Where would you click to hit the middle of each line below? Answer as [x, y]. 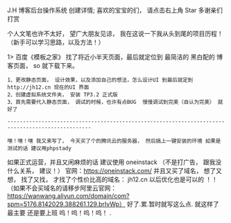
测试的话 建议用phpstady [39, 148]
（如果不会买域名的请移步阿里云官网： [62, 188]
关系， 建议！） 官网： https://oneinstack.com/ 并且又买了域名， [111, 171]
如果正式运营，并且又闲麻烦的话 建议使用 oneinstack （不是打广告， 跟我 [111, 162]
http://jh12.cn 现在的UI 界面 [48, 87]
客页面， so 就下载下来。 [43, 65]
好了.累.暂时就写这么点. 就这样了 [173, 204]
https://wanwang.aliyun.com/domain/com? [68, 196]
